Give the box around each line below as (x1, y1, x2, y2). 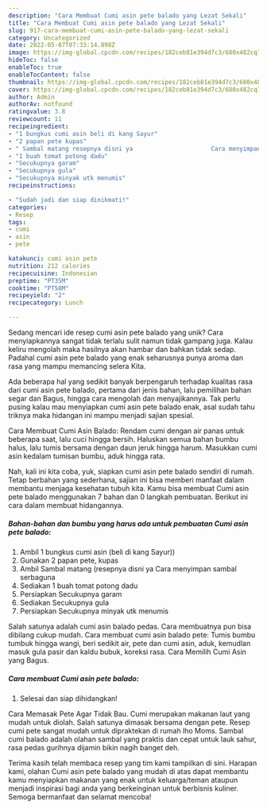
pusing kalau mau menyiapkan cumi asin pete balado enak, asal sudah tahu (8, 402, 256, 412)
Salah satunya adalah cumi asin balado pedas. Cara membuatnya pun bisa (8, 621, 252, 631)
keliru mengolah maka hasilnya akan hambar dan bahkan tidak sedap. (8, 345, 237, 354)
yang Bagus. (8, 655, 49, 664)
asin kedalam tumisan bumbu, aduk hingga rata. (8, 451, 165, 461)
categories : (8, 203, 48, 211)
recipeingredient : (8, 122, 69, 130)
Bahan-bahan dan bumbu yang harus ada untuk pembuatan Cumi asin (8, 518, 249, 528)
